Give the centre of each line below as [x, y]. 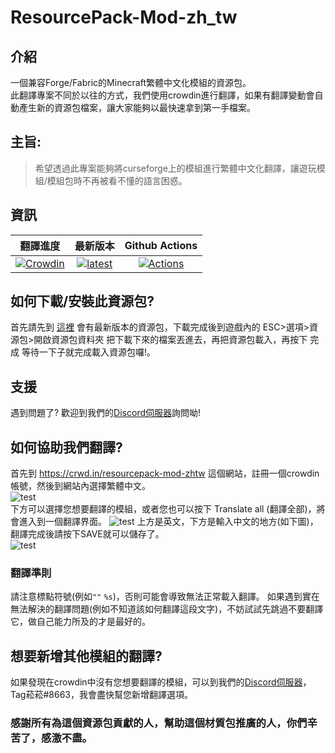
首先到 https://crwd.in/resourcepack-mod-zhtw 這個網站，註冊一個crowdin [165, 473]
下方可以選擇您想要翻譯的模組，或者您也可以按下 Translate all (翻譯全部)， [163, 509]
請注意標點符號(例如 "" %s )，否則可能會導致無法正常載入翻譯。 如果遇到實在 [165, 597]
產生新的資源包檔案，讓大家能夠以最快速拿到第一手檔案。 [137, 107]
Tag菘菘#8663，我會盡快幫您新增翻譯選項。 [101, 695]
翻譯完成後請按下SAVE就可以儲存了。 [87, 534]
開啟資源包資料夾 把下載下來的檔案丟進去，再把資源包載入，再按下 [170, 340]
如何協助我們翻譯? [66, 447]
